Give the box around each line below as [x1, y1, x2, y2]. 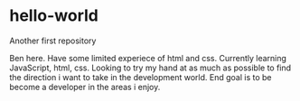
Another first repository [9, 35, 97, 46]
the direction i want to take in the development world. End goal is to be [9, 71, 272, 82]
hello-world [9, 5, 99, 26]
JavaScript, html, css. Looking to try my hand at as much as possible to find [9, 62, 292, 73]
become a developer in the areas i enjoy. [9, 81, 161, 92]
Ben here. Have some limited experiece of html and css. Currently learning [9, 52, 287, 63]
